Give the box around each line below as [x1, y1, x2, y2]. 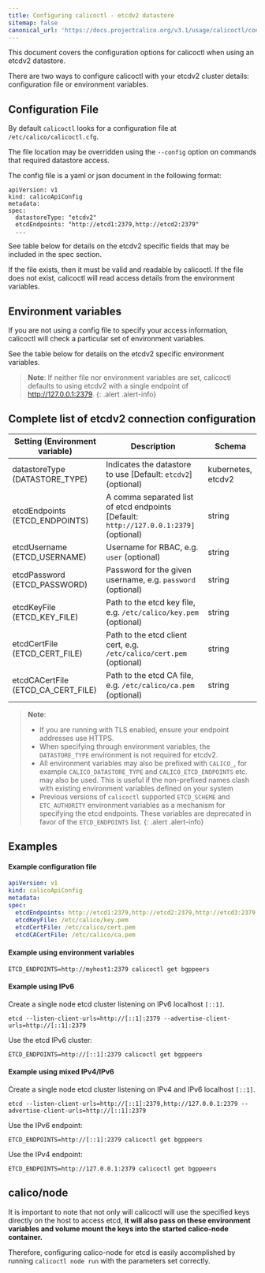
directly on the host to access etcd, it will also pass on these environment [8, 1215, 251, 1225]
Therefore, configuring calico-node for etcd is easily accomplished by [8, 1247, 236, 1257]
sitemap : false [8, 19, 58, 27]
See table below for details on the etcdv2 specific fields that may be [8, 241, 230, 251]
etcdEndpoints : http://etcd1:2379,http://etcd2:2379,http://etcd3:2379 [15, 908, 256, 917]
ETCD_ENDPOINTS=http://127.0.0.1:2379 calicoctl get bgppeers [8, 1165, 217, 1173]
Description [130, 441, 176, 452]
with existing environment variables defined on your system [39, 784, 234, 793]
